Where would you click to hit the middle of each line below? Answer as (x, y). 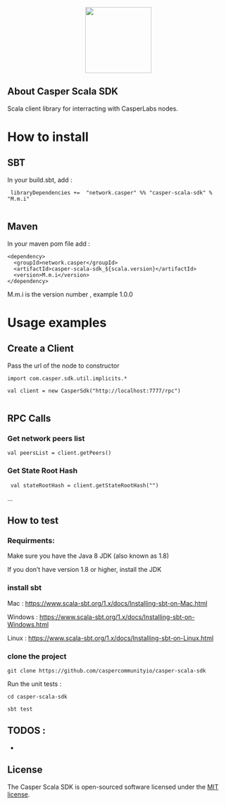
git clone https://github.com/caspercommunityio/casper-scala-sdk (107, 670)
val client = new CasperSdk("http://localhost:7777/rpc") (94, 391)
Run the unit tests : (34, 684)
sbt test (20, 709)
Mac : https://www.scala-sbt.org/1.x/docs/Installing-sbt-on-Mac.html (107, 603)
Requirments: (31, 540)
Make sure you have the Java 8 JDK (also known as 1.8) (88, 556)
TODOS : (26, 731)
